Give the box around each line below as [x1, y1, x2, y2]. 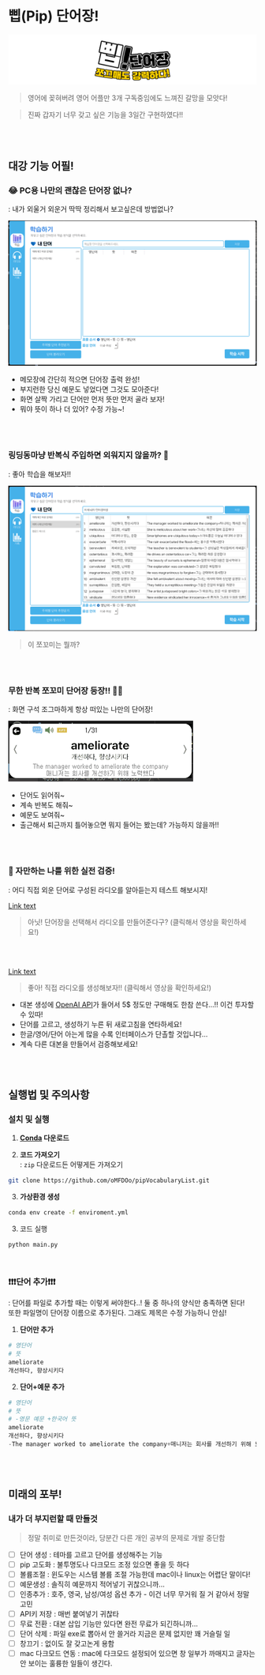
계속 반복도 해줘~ [19, 800, 73, 810]
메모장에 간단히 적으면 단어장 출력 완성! [19, 375, 140, 384]
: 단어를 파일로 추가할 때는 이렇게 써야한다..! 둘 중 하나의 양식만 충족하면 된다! [8, 1298, 245, 1308]
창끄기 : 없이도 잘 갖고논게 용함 [19, 1639, 114, 1648]
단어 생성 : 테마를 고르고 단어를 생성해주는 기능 [19, 1549, 163, 1559]
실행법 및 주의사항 [8, 1088, 90, 1101]
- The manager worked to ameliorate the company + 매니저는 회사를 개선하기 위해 [8, 1440, 252, 1448]
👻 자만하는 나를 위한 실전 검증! [8, 866, 116, 877]
